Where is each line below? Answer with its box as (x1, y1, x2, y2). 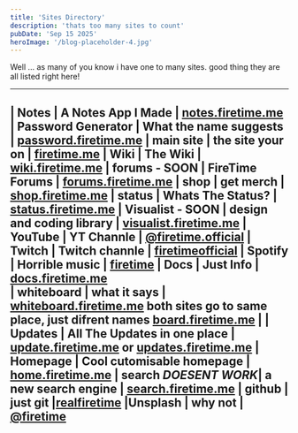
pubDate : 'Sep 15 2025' (10, 29, 98, 38)
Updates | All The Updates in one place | (10, 326, 235, 341)
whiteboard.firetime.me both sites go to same (10, 298, 268, 314)
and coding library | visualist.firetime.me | (10, 216, 247, 231)
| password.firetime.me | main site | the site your (10, 133, 284, 148)
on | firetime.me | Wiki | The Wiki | (10, 147, 202, 162)
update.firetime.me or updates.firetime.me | (10, 339, 260, 354)
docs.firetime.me (10, 270, 108, 285)
